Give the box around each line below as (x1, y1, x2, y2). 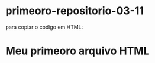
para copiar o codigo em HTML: (5, 24, 83, 31)
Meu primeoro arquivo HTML (5, 44, 150, 58)
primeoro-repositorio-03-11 (5, 4, 144, 18)
